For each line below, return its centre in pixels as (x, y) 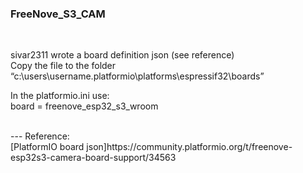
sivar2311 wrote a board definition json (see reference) (122, 55)
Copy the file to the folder (63, 66)
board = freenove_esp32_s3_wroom (84, 106)
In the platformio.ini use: (60, 96)
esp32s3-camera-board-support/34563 (93, 158)
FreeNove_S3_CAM (58, 14)
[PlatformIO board (47, 147)
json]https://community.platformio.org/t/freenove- (189, 147)
